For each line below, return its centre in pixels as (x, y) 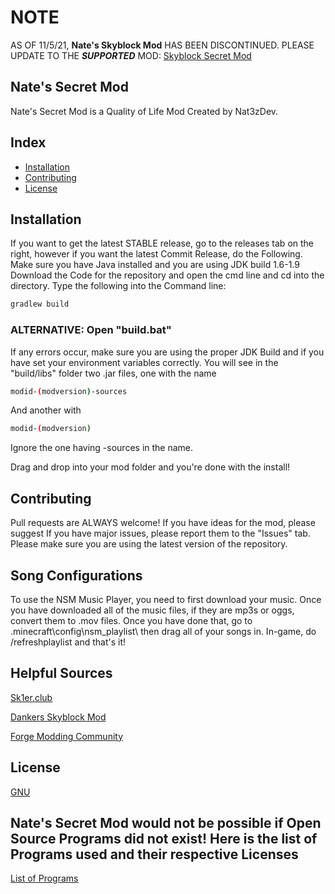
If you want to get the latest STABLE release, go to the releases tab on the (162, 243)
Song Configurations (76, 575)
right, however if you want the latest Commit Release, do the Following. (156, 254)
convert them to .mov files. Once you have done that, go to (131, 620)
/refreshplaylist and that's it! (68, 642)
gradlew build (40, 304)
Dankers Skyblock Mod (58, 717)
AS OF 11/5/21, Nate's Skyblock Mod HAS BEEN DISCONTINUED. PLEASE (162, 45)
